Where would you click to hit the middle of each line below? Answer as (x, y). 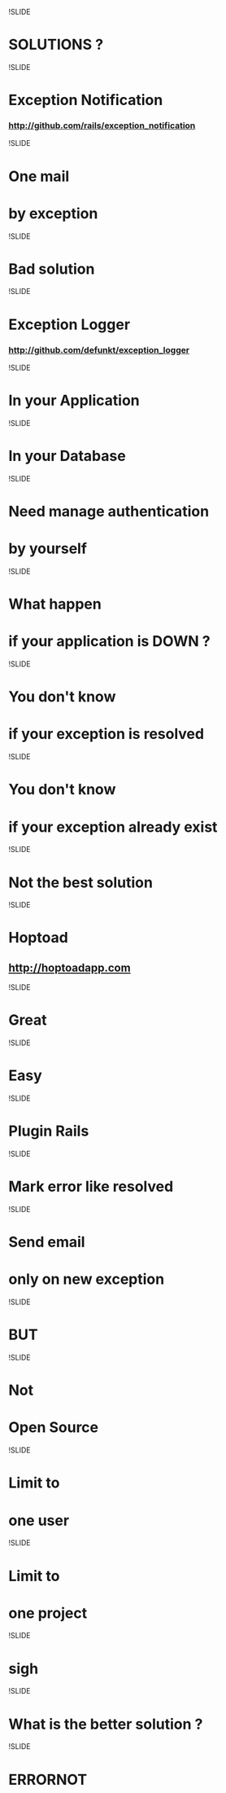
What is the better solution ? (106, 1724)
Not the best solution (80, 882)
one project (48, 1613)
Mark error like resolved (91, 1187)
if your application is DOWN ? (109, 642)
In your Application (74, 400)
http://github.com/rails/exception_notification (102, 125)
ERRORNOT (48, 1780)
